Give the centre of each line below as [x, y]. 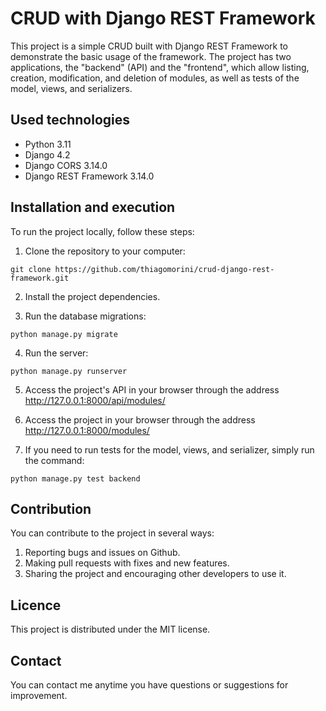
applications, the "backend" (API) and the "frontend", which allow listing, [160, 67]
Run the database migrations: [85, 316]
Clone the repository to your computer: [105, 251]
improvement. [39, 695]
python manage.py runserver [69, 371]
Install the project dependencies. [92, 296]
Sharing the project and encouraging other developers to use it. [155, 574]
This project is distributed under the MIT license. [110, 629]
